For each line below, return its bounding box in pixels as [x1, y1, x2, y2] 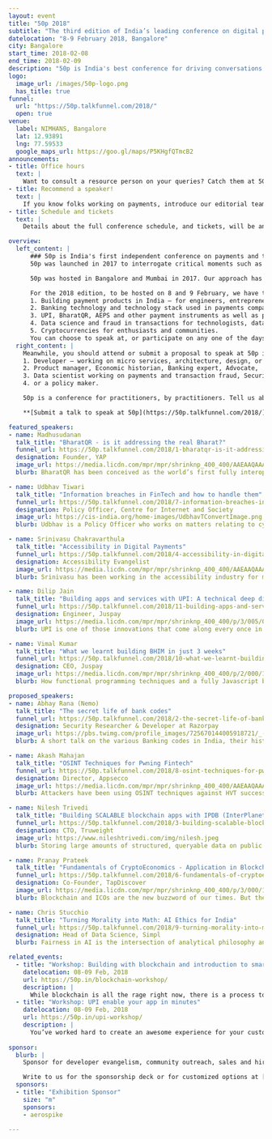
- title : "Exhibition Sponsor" [15, 1088, 121, 1096]
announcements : [8, 155, 60, 163]
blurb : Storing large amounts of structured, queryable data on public [15, 841, 263, 850]
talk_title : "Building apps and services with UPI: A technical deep [15, 595, 255, 603]
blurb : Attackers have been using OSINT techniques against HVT [15, 789, 237, 797]
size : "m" [23, 1095, 57, 1103]
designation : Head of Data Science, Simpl [15, 931, 161, 939]
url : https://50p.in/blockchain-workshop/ [23, 975, 168, 984]
